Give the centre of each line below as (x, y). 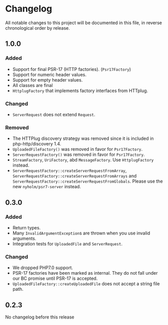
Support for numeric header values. (49, 74)
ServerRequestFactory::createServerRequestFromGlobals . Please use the (88, 181)
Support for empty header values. (48, 80)
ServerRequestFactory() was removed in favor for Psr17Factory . (78, 154)
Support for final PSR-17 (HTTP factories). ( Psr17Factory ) (72, 69)
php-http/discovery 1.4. (37, 144)
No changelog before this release (40, 317)
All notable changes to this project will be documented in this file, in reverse (84, 23)
